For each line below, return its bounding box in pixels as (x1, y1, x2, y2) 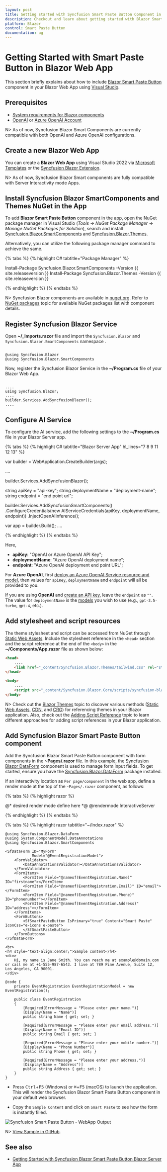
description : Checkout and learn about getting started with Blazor (5, 16, 150, 21)
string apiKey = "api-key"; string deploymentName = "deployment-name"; (5, 488, 157, 493)
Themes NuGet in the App (5, 202, 87, 210)
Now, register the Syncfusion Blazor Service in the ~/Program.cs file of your (5, 365, 162, 371)
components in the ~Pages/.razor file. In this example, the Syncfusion (5, 758, 149, 764)
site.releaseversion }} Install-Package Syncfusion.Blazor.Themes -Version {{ (5, 270, 161, 276)
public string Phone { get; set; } (23, 1049, 97, 1054)
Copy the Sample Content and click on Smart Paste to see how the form (12, 1104, 158, 1110)
